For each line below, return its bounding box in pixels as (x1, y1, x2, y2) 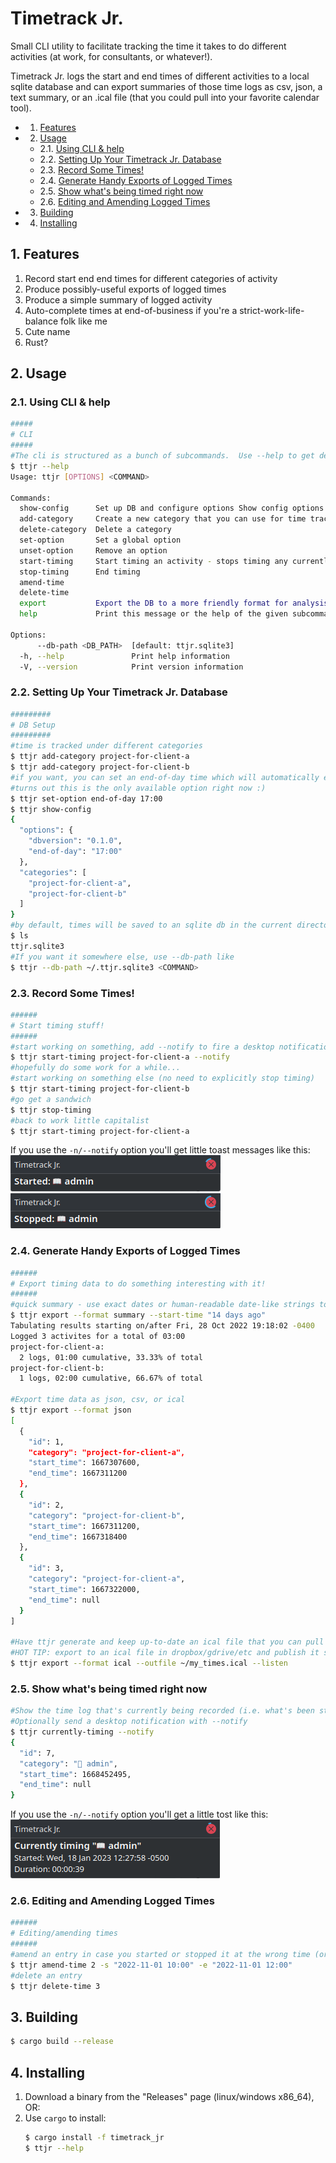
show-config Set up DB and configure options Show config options (19, 503, 325, 514)
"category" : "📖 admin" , (19, 1758, 118, 1769)
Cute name (24, 325, 71, 337)
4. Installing (10, 2064, 85, 2081)
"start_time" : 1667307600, (28, 1458, 141, 1468)
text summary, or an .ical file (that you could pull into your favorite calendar (10, 91, 320, 103)
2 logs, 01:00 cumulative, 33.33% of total (19, 1352, 203, 1362)
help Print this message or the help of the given (19, 609, 288, 619)
